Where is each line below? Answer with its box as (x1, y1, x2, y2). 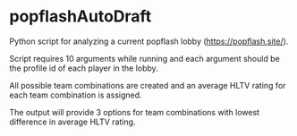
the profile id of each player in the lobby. (9, 63, 158, 73)
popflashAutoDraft (9, 6, 152, 27)
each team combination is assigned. (9, 89, 142, 100)
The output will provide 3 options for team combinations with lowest (9, 106, 260, 117)
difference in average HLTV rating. (9, 116, 136, 127)
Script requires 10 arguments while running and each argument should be (9, 53, 280, 64)
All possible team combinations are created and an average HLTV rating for (9, 80, 286, 90)
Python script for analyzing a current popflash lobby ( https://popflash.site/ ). (9, 36, 289, 47)
